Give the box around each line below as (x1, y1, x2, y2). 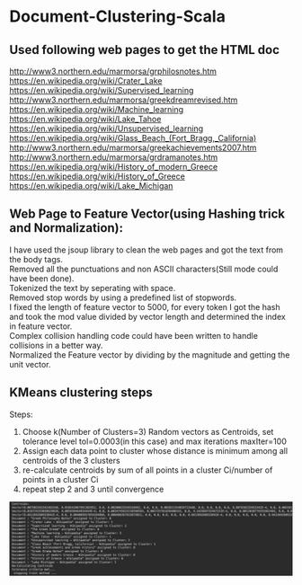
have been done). (9, 272, 75, 284)
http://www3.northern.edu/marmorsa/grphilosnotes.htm (9, 66, 218, 76)
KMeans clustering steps (9, 385, 153, 401)
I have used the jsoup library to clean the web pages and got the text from (9, 244, 284, 255)
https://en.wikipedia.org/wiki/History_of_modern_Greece (9, 162, 218, 172)
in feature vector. (9, 321, 73, 332)
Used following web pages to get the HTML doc (9, 42, 280, 58)
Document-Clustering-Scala (9, 6, 226, 27)
